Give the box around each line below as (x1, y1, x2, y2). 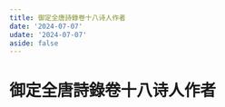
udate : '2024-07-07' (9, 30, 88, 39)
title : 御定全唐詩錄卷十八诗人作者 (9, 13, 126, 23)
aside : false (9, 38, 59, 48)
